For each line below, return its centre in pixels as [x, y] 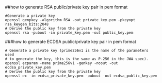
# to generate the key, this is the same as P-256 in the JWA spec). [77, 59]
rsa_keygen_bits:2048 [27, 24]
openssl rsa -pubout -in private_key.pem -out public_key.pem [69, 33]
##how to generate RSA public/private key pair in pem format [66, 7]
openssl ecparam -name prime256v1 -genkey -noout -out [62, 63]
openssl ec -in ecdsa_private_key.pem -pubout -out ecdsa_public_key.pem [81, 76]
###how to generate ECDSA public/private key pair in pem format [71, 41]
